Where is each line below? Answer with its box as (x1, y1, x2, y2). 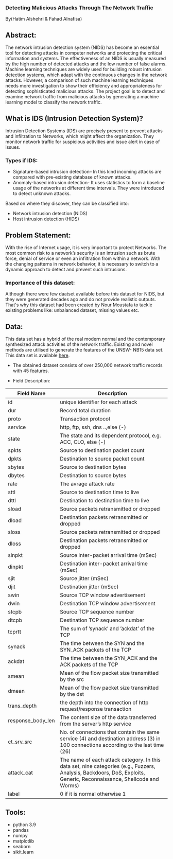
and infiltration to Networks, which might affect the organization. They (5, 133, 154, 139)
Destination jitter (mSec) (60, 583, 119, 590)
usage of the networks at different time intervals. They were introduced (12, 185, 164, 191)
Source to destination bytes (60, 464, 127, 471)
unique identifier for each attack (60, 398, 137, 406)
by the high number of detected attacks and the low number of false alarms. (5, 61, 167, 67)
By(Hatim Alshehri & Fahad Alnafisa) (5, 16, 82, 22)
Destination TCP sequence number (60, 617, 145, 624)
